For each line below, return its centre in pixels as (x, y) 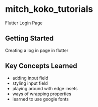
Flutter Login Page (24, 23)
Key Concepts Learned (41, 66)
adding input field (30, 78)
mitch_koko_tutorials (49, 9)
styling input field (30, 83)
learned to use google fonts (41, 99)
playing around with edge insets (45, 88)
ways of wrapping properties (42, 94)
